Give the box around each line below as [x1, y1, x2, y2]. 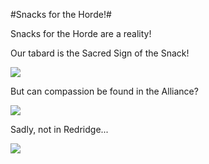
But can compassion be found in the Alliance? [10, 85, 199, 97]
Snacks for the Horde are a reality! [10, 28, 152, 39]
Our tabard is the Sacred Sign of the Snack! [10, 47, 190, 59]
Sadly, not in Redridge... [10, 124, 109, 135]
